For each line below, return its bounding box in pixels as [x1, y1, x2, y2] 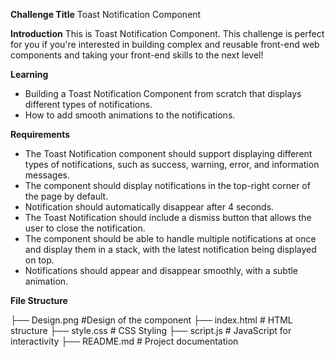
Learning [10, 69, 49, 80]
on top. [24, 254, 55, 266]
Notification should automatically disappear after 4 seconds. [24, 201, 275, 213]
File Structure [10, 295, 68, 306]
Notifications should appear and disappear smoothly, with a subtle [24, 265, 299, 276]
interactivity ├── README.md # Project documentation [10, 335, 239, 347]
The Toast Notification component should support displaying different [24, 148, 313, 159]
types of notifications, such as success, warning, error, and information [24, 159, 320, 170]
